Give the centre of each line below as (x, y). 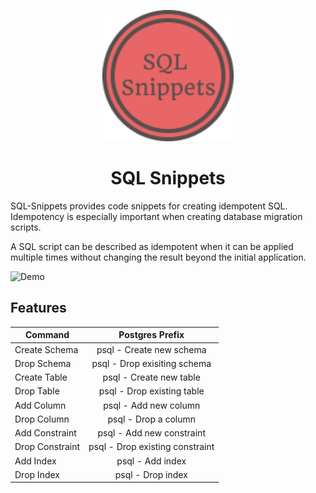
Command (47, 335)
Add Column (40, 405)
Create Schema (46, 349)
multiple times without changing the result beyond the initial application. (158, 257)
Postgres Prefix (151, 335)
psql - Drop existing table (151, 391)
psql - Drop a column (152, 419)
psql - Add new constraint (151, 433)
